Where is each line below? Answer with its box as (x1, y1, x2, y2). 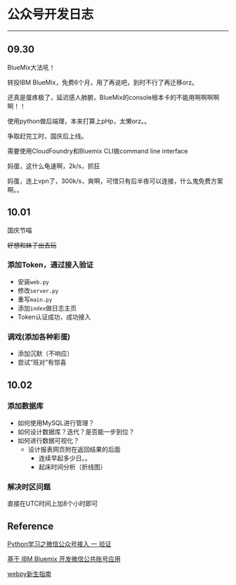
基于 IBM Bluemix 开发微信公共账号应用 (7, 554, 121, 563)
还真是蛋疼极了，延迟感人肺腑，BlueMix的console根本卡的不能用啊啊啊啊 (7, 93, 220, 101)
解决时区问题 (7, 482, 51, 491)
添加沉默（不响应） (17, 349, 74, 358)
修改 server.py (17, 286, 59, 294)
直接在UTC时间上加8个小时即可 (7, 499, 98, 508)
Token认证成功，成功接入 (17, 313, 91, 321)
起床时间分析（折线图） (38, 463, 107, 471)
